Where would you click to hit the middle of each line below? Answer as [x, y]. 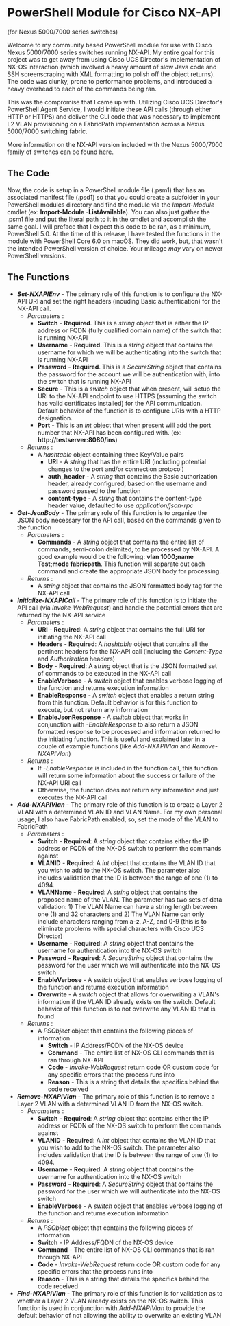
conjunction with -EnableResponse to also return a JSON [118, 724]
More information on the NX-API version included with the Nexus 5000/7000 [115, 144]
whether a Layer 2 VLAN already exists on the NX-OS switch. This [110, 1301]
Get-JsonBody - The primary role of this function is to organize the [112, 512]
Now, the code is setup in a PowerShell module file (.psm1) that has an [106, 190]
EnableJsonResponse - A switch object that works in [113, 717]
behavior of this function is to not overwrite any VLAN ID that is [126, 1009]
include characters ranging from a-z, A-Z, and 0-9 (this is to [122, 921]
